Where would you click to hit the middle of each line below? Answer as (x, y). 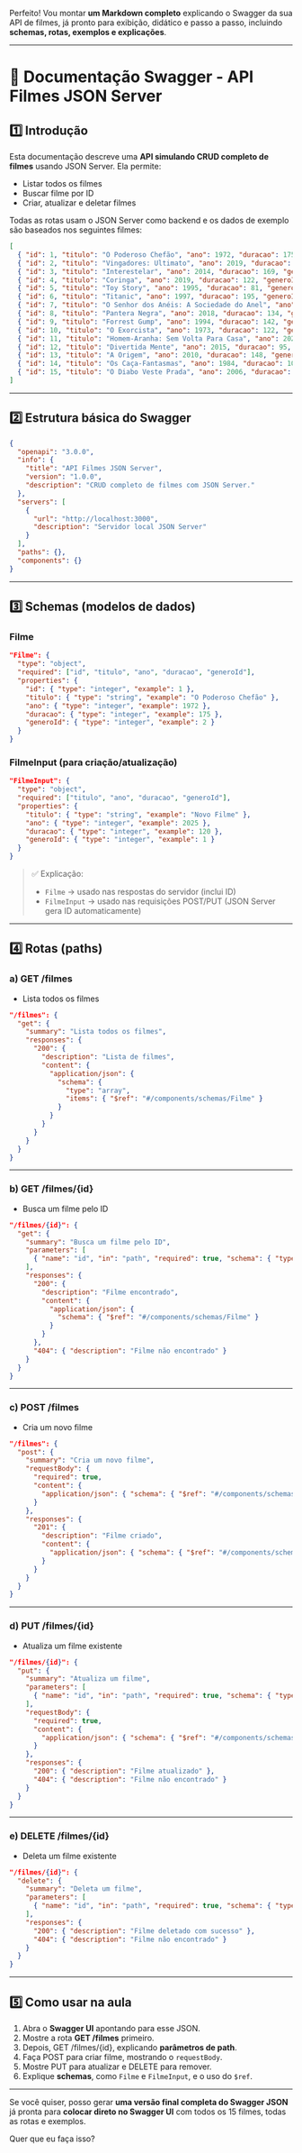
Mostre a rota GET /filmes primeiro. (88, 2038)
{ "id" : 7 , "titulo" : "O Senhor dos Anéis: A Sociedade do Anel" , (144, 306)
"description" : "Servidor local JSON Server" (120, 527)
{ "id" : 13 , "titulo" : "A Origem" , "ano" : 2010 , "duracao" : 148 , (142, 355)
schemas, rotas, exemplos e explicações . (88, 32)
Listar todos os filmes (62, 183)
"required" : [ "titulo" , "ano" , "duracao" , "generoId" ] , (124, 798)
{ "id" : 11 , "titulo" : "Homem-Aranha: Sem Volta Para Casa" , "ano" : (148, 338)
